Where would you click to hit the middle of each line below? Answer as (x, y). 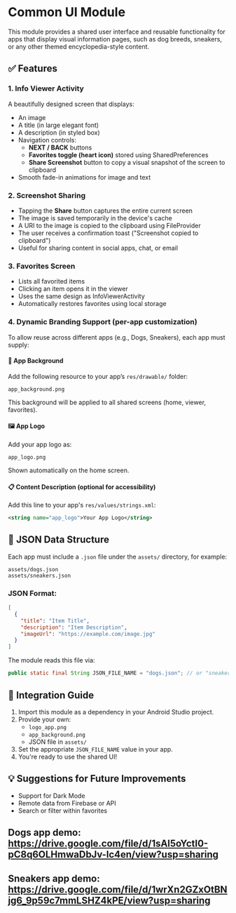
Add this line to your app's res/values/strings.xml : (82, 505)
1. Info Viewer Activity (46, 88)
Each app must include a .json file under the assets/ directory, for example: (117, 557)
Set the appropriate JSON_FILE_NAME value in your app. (96, 749)
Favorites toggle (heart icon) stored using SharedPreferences (118, 154)
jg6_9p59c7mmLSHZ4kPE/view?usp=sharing (109, 900)
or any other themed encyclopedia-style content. (79, 46)
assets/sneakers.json (40, 575)
